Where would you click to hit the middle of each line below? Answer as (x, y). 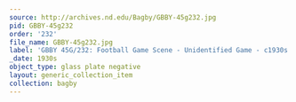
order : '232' (33, 34)
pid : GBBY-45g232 (41, 26)
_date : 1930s (33, 59)
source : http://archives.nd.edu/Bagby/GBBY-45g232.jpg (113, 17)
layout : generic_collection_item (71, 75)
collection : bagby (43, 83)
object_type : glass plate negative (75, 67)
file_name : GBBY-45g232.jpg (61, 42)
